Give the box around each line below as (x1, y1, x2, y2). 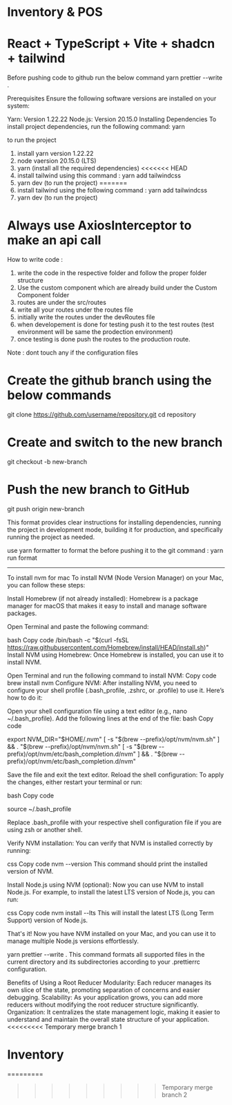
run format (7, 554, 38, 562)
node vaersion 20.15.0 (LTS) (17, 157, 97, 165)
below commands (7, 387, 112, 403)
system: (7, 102, 30, 110)
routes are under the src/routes (17, 299, 107, 307)
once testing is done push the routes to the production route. (17, 335, 191, 344)
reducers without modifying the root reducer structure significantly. (7, 1000, 199, 1009)
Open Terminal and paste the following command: (7, 622, 149, 630)
